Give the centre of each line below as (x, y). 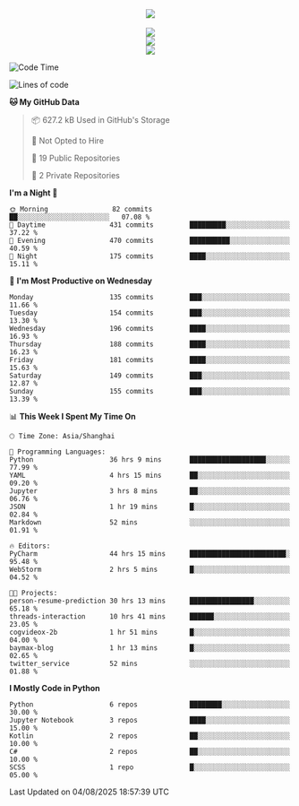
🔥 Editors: (30, 546)
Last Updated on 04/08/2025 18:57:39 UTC (90, 792)
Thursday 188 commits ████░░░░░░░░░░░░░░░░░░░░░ (150, 344)
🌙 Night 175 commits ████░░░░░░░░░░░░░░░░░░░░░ (150, 256)
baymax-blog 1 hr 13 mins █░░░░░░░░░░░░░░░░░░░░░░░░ (150, 648)
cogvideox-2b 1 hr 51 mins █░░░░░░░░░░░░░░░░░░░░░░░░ (150, 632)
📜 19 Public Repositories (76, 158)
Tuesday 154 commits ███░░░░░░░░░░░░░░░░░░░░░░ (150, 313)
